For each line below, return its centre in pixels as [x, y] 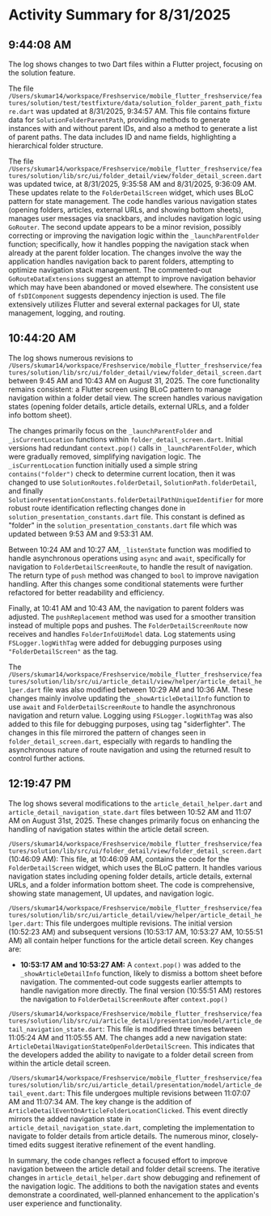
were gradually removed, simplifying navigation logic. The [105, 456]
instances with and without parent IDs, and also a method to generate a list [133, 128]
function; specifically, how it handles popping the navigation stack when [129, 244]
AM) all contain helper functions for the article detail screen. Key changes [131, 940]
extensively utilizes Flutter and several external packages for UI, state [124, 304]
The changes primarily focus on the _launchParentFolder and [110, 430]
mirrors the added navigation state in [70, 1119]
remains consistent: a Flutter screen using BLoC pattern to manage [120, 389]
